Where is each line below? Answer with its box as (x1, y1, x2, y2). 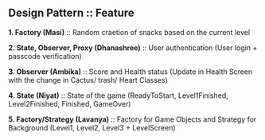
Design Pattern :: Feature (8, 6, 135, 20)
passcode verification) (8, 51, 82, 60)
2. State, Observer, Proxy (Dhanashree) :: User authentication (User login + (8, 43, 258, 52)
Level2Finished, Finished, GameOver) (8, 99, 131, 108)
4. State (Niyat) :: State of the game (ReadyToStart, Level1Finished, (8, 91, 228, 100)
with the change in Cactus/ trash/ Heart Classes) (8, 75, 169, 84)
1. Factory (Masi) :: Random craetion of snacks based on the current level (8, 27, 251, 37)
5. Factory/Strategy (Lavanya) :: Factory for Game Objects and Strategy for (8, 115, 257, 124)
